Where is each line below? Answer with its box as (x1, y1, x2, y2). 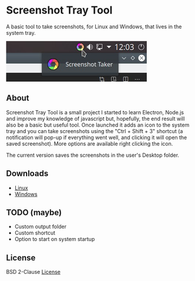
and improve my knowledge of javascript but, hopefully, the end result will (6, 115, 185, 122)
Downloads (6, 168, 49, 178)
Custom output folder (14, 223, 66, 230)
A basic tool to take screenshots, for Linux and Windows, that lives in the (6, 23, 182, 30)
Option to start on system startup (14, 236, 95, 243)
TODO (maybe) (6, 207, 62, 217)
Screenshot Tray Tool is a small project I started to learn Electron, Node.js (6, 108, 184, 115)
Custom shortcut (14, 229, 56, 236)
